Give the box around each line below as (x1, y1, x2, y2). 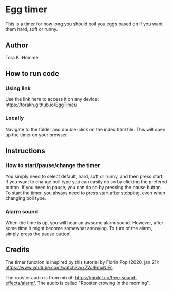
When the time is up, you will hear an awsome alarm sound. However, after (5, 219, 164, 226)
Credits (5, 245, 30, 254)
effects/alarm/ (5, 280, 35, 286)
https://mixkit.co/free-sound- (75, 274, 137, 280)
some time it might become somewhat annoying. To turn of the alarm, (5, 225, 152, 231)
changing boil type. (5, 195, 46, 201)
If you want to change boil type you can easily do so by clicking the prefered (5, 179, 167, 185)
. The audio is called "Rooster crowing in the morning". (34, 280, 150, 286)
